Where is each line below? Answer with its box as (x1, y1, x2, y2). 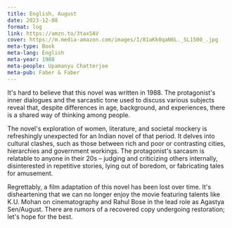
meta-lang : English (7, 50, 65, 57)
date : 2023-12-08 (7, 17, 58, 24)
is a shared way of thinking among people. (7, 110, 131, 119)
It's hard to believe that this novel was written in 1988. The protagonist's (7, 88, 216, 97)
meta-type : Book (7, 43, 55, 50)
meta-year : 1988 (7, 56, 55, 63)
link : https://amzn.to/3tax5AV (7, 29, 99, 37)
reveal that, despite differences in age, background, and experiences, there (7, 103, 226, 112)
